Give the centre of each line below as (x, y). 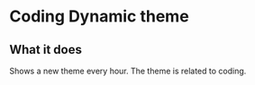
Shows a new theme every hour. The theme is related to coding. (128, 71)
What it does (46, 50)
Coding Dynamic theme (99, 17)
